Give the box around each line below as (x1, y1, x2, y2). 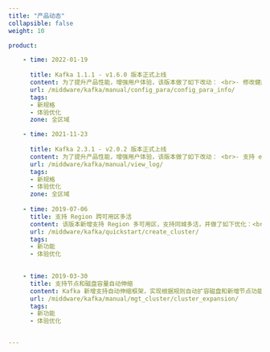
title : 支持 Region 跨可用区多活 (29, 213, 133, 221)
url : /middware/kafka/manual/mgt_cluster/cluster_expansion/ (29, 295, 239, 303)
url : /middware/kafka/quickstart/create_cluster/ (29, 227, 199, 236)
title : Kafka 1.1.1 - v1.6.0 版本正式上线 (29, 71, 167, 79)
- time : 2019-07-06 (22, 205, 88, 213)
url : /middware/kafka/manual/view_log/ (29, 160, 163, 168)
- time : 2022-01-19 (22, 56, 88, 64)
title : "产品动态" (8, 11, 66, 20)
